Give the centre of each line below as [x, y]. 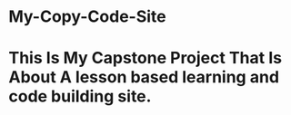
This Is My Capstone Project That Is [145, 58]
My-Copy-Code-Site [87, 17]
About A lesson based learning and [144, 77]
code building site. [80, 96]
